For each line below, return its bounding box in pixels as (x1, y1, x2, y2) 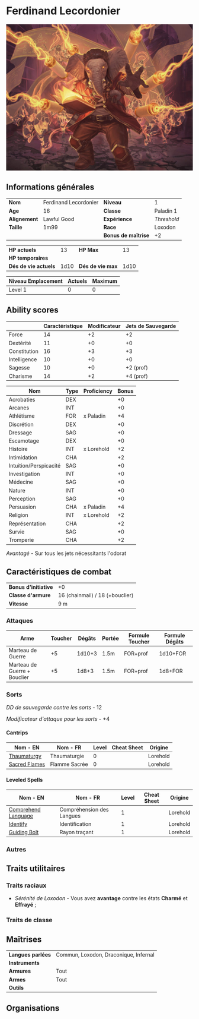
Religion (8, 512, 28, 519)
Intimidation (8, 453, 37, 461)
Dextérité (8, 339, 31, 346)
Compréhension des (59, 806, 109, 813)
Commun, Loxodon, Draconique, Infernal (56, 951, 155, 958)
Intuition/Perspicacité (8, 462, 61, 469)
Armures (8, 967, 31, 975)
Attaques (6, 617, 34, 625)
